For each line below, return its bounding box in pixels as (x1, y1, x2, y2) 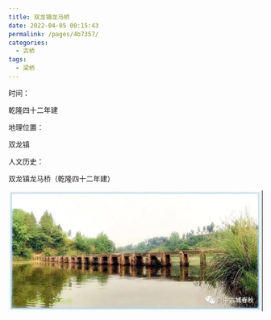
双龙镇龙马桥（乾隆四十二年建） (8, 173, 115, 183)
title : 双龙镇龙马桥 (8, 13, 70, 21)
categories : (8, 39, 48, 47)
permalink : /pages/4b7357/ (8, 30, 99, 38)
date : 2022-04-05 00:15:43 (8, 21, 99, 30)
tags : (8, 56, 27, 64)
